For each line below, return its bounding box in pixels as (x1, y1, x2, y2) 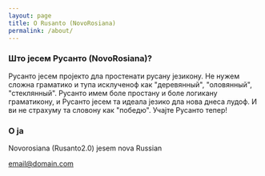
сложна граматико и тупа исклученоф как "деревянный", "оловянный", (8, 79, 252, 89)
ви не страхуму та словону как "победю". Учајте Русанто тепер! (8, 105, 228, 114)
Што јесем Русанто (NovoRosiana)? (8, 53, 153, 64)
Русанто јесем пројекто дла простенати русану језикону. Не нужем (8, 71, 240, 81)
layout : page (8, 11, 52, 20)
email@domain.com (8, 158, 74, 168)
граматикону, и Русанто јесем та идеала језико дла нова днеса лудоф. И (8, 97, 258, 106)
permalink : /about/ (8, 26, 74, 34)
